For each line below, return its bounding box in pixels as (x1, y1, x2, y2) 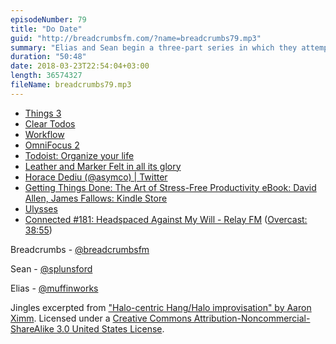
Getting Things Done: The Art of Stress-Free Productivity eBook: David (24, 181, 317, 193)
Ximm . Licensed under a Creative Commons (10, 312, 192, 324)
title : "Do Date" (10, 24, 83, 34)
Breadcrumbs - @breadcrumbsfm (10, 243, 150, 255)
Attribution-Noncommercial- (193, 312, 311, 324)
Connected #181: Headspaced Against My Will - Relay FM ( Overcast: (24, 213, 308, 225)
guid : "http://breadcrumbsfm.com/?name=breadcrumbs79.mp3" (10, 33, 262, 43)
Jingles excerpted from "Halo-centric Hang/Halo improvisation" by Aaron (10, 301, 312, 313)
